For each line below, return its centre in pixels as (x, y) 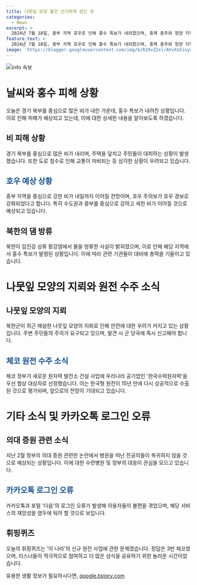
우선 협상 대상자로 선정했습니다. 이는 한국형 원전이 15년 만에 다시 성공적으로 (92, 383)
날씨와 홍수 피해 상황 (52, 93)
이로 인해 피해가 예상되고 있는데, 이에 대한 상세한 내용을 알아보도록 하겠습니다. (95, 117)
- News (19, 22)
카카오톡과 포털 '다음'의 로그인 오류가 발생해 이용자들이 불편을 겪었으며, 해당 (93, 505)
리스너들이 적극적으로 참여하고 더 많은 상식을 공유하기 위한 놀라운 (93, 556)
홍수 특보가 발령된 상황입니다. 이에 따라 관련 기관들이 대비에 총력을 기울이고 (98, 254)
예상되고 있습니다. (27, 211)
